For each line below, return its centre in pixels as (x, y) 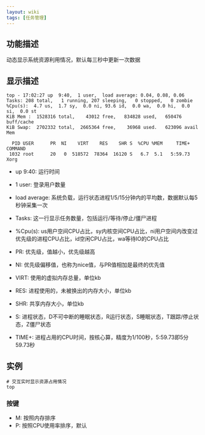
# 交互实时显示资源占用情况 (37, 382)
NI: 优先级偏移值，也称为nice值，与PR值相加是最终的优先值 (90, 265)
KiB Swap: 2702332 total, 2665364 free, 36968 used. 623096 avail (102, 128)
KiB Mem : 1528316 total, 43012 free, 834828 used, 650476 (94, 117)
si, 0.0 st (21, 111)
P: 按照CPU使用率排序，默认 (51, 426)
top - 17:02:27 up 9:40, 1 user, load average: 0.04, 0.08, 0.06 (95, 95)
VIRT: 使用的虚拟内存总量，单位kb (58, 278)
